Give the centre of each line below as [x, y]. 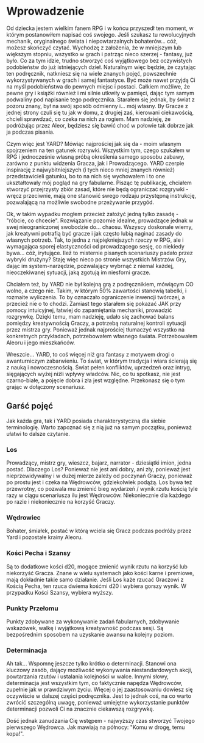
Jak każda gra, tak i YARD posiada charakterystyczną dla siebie [86, 421]
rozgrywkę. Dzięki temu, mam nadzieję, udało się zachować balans [90, 316]
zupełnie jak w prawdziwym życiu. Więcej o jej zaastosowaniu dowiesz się [100, 690]
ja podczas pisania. [30, 132]
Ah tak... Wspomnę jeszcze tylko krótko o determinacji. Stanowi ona [91, 664]
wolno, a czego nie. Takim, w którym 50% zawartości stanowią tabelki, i [97, 291]
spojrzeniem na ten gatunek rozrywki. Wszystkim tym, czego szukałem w [98, 150]
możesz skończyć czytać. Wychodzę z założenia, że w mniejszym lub [94, 48]
